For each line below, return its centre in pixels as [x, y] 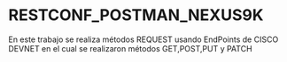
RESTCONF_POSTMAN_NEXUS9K [136, 15]
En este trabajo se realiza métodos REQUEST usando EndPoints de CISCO [143, 39]
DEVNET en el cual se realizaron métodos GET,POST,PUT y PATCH [131, 48]
